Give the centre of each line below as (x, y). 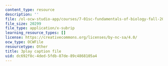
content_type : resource (30, 10)
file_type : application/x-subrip (40, 28)
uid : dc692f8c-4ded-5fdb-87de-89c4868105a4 (51, 56)
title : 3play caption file (33, 51)
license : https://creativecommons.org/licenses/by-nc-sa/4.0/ (71, 38)
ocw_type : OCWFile (24, 42)
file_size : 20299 (23, 24)
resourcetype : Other (27, 47)
